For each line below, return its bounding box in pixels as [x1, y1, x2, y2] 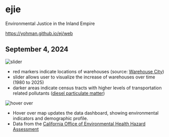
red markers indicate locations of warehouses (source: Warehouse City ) [12, 68, 164, 74]
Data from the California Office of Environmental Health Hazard [12, 121, 146, 127]
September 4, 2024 [5, 45, 69, 54]
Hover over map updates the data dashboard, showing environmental [12, 109, 159, 116]
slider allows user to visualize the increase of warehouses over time [12, 74, 156, 80]
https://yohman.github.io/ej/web [5, 30, 73, 36]
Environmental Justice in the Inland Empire [5, 20, 95, 26]
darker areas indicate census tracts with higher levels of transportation [12, 85, 162, 91]
